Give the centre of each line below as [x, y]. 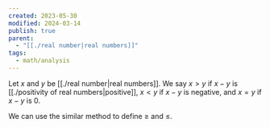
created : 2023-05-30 [43, 16]
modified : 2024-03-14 [45, 23]
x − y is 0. [24, 100]
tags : [17, 53]
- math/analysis [43, 61]
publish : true [32, 31]
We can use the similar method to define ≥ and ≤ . [90, 116]
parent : [21, 38]
